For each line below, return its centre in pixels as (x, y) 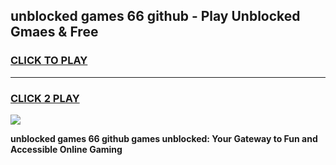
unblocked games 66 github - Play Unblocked (155, 16)
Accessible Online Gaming (66, 149)
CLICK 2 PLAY (45, 98)
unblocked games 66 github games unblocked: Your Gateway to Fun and (164, 138)
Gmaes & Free (54, 32)
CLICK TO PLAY (49, 61)
